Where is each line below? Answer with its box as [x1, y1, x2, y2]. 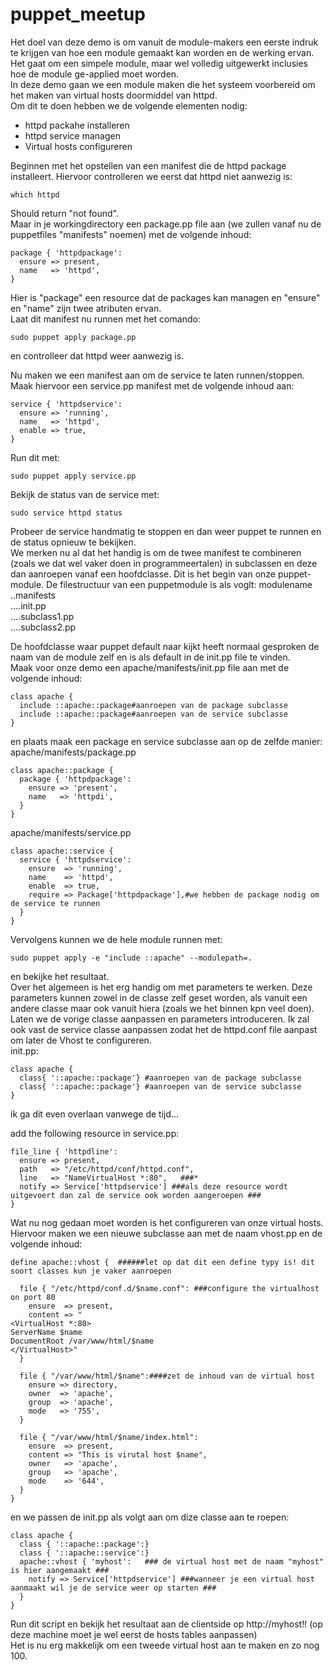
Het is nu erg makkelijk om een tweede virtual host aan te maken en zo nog [10, 1639, 320, 1651]
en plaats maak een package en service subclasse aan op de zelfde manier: [10, 735, 323, 747]
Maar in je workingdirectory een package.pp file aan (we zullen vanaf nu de [10, 218, 322, 230]
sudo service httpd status [10, 508, 123, 518]
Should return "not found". [10, 207, 119, 219]
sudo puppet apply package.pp [10, 332, 137, 342]
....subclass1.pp [10, 610, 75, 622]
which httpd [10, 189, 60, 200]
